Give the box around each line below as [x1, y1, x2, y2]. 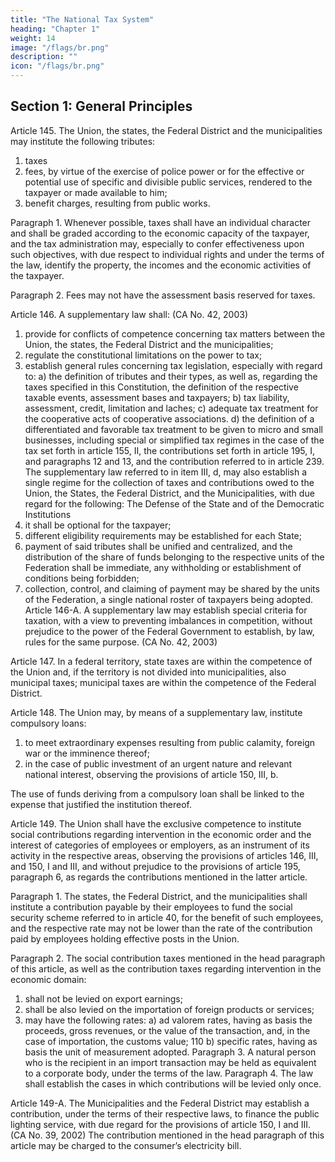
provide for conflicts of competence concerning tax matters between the [24, 327, 326, 340]
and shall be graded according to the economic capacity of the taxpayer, [10, 227, 310, 239]
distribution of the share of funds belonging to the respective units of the [24, 551, 325, 563]
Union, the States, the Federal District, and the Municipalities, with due [24, 487, 315, 499]
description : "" [10, 52, 78, 62]
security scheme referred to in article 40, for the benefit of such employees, [10, 911, 324, 923]
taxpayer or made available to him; [24, 186, 168, 198]
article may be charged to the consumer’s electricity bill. [10, 1139, 242, 1151]
